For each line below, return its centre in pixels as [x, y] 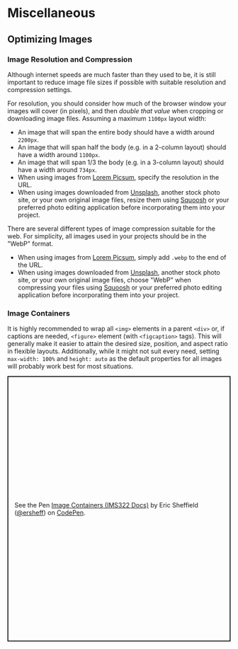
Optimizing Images [50, 39]
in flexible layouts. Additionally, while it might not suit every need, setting [113, 351]
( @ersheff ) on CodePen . [50, 513]
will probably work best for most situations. [70, 367]
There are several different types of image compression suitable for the [112, 229]
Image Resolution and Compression [70, 59]
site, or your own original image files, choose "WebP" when [104, 280]
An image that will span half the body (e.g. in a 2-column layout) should [122, 147]
